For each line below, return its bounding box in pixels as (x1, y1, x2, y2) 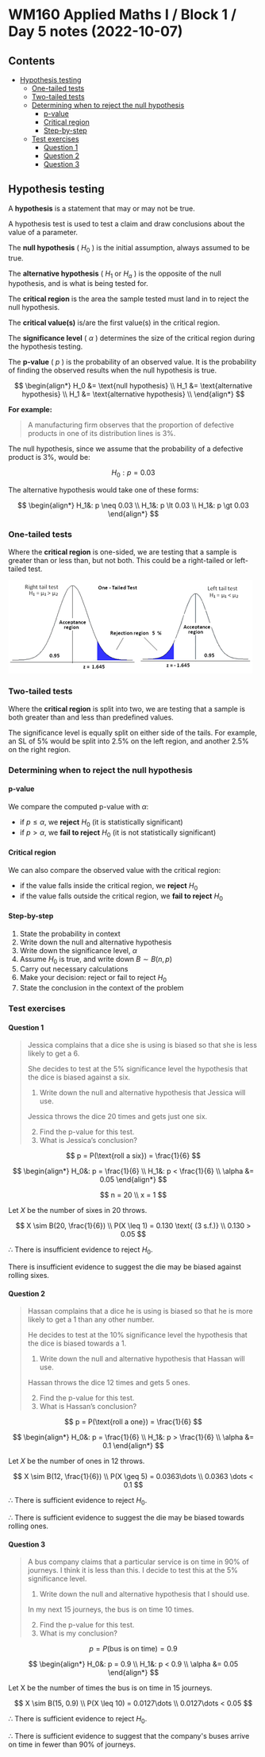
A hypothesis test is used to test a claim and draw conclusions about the (8, 218, 245, 228)
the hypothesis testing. (8, 342, 83, 351)
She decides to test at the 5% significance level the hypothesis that (27, 1064, 248, 1074)
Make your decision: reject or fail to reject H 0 (19, 973, 167, 984)
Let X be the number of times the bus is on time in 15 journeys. (8, 1683, 213, 1693)
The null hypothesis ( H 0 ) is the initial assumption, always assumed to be (8, 242, 250, 254)
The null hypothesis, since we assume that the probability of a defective (8, 444, 244, 454)
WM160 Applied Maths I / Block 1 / (8, 6, 236, 24)
